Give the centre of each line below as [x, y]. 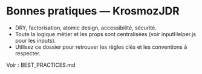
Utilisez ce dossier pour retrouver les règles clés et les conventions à [101, 47]
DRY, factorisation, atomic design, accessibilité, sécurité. [86, 28]
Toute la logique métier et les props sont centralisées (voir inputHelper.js [106, 34]
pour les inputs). [35, 40]
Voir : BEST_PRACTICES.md [41, 65]
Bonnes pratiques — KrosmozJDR [93, 11]
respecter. [28, 53]
